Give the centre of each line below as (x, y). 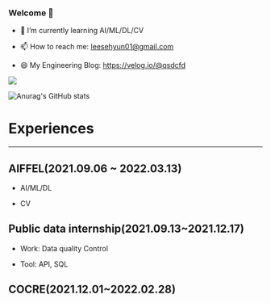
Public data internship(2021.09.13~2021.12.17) (126, 229)
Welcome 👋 (31, 13)
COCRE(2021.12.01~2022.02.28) (92, 290)
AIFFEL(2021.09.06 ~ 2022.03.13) (95, 168)
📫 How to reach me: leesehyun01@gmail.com (97, 47)
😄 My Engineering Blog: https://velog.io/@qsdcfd (103, 65)
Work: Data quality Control (64, 248)
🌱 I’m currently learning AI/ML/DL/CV (81, 31)
